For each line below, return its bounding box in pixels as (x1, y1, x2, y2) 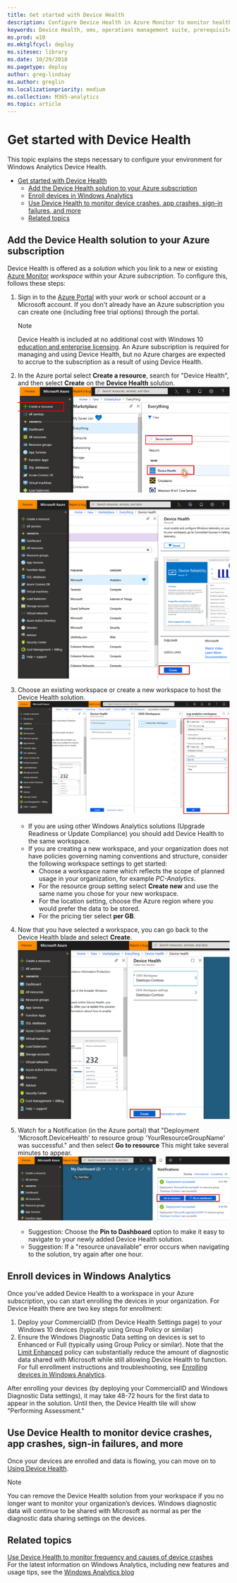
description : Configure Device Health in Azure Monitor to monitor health (7, 18, 232, 26)
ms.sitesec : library (7, 49, 68, 56)
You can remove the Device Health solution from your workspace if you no (7, 1491, 224, 1500)
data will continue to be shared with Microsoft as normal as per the (7, 1506, 202, 1515)
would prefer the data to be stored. (38, 904, 140, 913)
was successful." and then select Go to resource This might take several (17, 1141, 229, 1149)
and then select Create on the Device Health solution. (17, 378, 175, 387)
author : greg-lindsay (7, 71, 71, 78)
